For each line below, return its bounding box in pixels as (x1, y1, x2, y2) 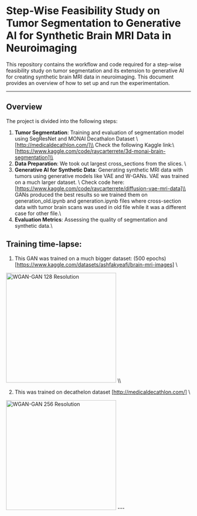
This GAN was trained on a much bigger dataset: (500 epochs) (14, 255, 167, 262)
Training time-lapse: (6, 239, 82, 250)
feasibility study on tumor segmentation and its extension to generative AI (6, 67, 185, 74)
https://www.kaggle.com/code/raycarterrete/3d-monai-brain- (16, 148, 166, 155)
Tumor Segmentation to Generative (6, 16, 181, 30)
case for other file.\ (14, 210, 62, 217)
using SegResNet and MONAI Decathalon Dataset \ (14, 135, 138, 142)
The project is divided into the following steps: (6, 117, 118, 124)
